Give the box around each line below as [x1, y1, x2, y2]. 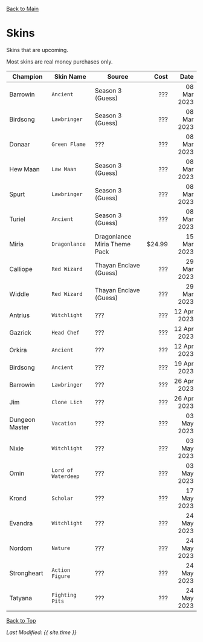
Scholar [51, 494, 74, 502]
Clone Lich [51, 399, 83, 405]
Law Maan [51, 166, 77, 172]
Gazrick [9, 328, 31, 336]
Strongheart [9, 569, 43, 577]
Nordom [9, 544, 33, 552]
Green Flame [51, 140, 86, 148]
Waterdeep [51, 473, 80, 480]
